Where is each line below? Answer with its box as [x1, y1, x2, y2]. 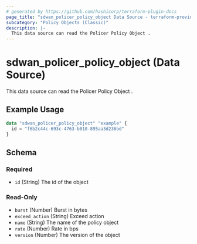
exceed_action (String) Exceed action [14, 213, 104, 220]
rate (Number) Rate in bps [14, 225, 79, 232]
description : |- [6, 25, 46, 31]
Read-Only [6, 193, 38, 202]
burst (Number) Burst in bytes [14, 206, 88, 213]
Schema [6, 148, 37, 158]
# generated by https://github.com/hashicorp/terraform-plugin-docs [6, 8, 177, 15]
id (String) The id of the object [14, 179, 89, 186]
